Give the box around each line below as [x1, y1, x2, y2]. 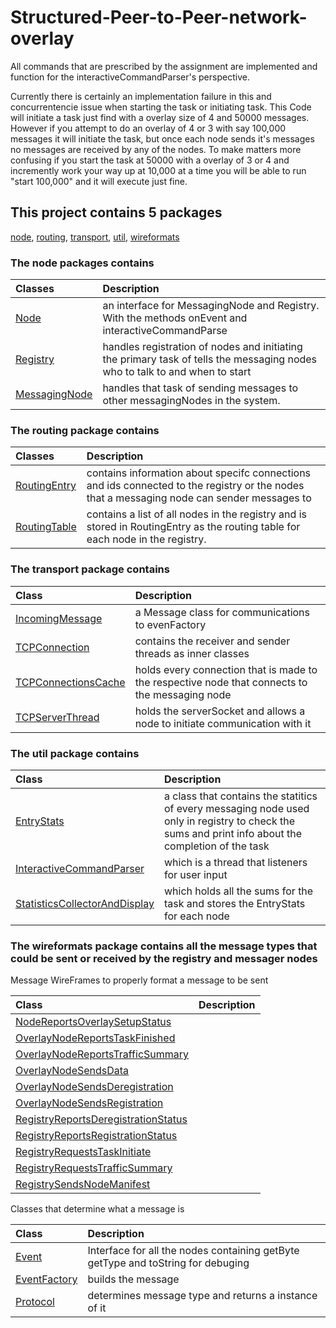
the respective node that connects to [134, 675, 308, 689]
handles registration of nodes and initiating [102, 340, 303, 354]
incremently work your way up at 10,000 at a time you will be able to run [10, 164, 307, 176]
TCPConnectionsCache [15, 675, 126, 689]
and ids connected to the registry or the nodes [86, 479, 305, 493]
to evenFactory [134, 617, 207, 631]
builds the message [87, 1272, 180, 1286]
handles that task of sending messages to [102, 381, 299, 395]
